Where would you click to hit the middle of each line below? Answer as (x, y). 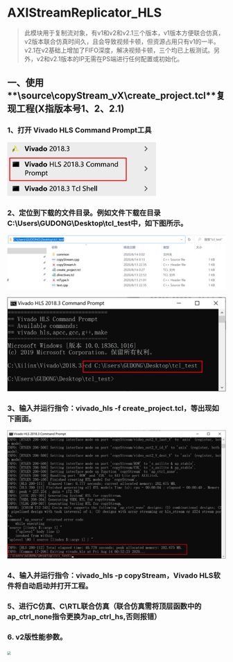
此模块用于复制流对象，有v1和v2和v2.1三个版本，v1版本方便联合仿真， (124, 33)
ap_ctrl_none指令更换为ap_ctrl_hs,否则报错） (84, 616)
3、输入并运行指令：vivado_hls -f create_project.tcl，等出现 (110, 408)
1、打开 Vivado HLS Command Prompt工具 (79, 130)
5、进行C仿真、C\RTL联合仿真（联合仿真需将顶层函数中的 (104, 606)
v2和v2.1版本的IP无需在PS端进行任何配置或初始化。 (110, 59)
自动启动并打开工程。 (57, 586)
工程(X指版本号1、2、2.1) (70, 109)
